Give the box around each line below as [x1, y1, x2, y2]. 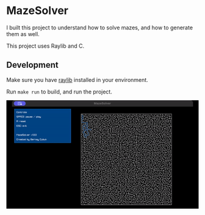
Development [6, 60, 59, 70]
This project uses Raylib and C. [6, 42, 84, 49]
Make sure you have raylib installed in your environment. [6, 76, 148, 83]
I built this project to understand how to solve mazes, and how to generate [6, 24, 193, 31]
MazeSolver [6, 4, 69, 18]
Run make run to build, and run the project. [6, 88, 113, 95]
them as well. [6, 30, 40, 37]
